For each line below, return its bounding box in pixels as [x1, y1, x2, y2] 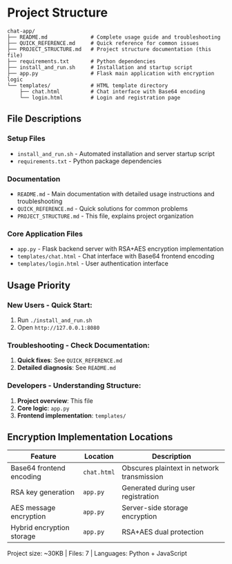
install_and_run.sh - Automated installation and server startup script [17, 149, 215, 158]
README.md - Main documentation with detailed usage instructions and [17, 189, 215, 198]
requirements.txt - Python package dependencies [17, 157, 162, 165]
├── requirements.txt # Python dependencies [7, 57, 156, 65]
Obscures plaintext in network [122, 463, 220, 473]
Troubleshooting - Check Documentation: [7, 340, 150, 350]
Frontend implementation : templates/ [17, 411, 126, 420]
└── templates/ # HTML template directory [7, 82, 168, 89]
